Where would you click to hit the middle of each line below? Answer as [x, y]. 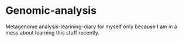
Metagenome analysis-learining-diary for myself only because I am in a [91, 26]
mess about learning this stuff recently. [53, 32]
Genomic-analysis [51, 11]
